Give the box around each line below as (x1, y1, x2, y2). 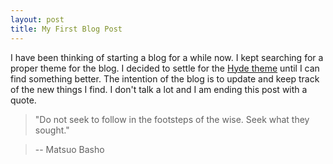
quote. (10, 94, 37, 106)
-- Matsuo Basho (34, 143, 105, 155)
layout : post (10, 14, 65, 25)
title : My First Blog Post (10, 24, 123, 34)
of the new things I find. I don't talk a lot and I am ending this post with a (10, 83, 308, 95)
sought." (34, 124, 70, 136)
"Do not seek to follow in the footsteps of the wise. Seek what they (34, 113, 310, 125)
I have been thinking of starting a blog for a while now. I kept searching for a (10, 51, 324, 63)
